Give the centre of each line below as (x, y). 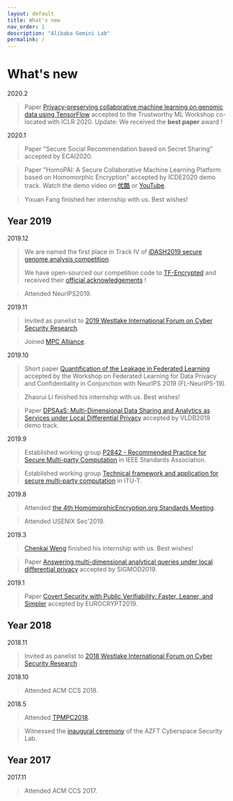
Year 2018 (30, 626)
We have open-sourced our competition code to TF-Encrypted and (120, 272)
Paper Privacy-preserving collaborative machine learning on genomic (124, 107)
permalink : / (26, 40)
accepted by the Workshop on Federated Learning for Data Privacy (120, 376)
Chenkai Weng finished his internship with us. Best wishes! (109, 548)
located (35, 122)
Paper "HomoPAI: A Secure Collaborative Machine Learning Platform (122, 170)
